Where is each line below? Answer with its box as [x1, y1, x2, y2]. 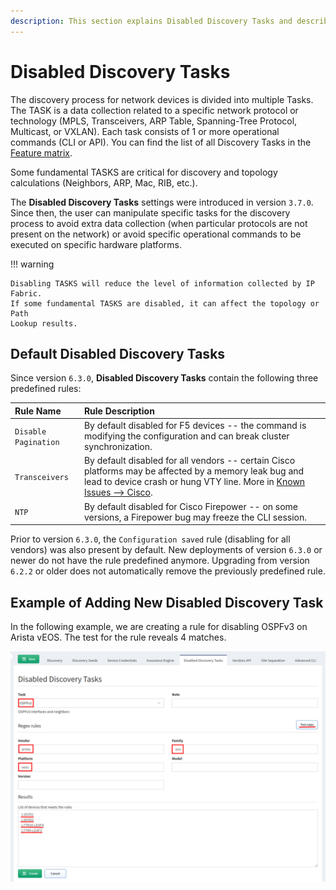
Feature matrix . [10, 146, 73, 159]
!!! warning [10, 258, 55, 270]
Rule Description [83, 405, 155, 417]
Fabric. [10, 288, 43, 299]
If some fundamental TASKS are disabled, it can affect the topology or [10, 298, 320, 309]
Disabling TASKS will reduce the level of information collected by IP [10, 278, 315, 289]
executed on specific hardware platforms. [10, 238, 182, 250]
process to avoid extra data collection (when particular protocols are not [10, 217, 308, 229]
